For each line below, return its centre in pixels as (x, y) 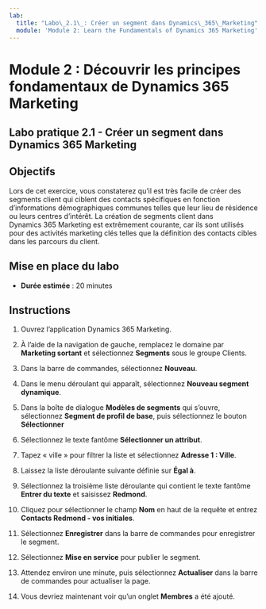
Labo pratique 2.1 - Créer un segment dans (116, 132)
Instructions (40, 310)
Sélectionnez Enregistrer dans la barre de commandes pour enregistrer (138, 534)
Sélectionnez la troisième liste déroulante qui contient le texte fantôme (135, 486)
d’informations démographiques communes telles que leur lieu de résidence (134, 208)
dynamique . (41, 393)
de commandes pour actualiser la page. (85, 581)
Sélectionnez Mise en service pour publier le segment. (110, 557)
